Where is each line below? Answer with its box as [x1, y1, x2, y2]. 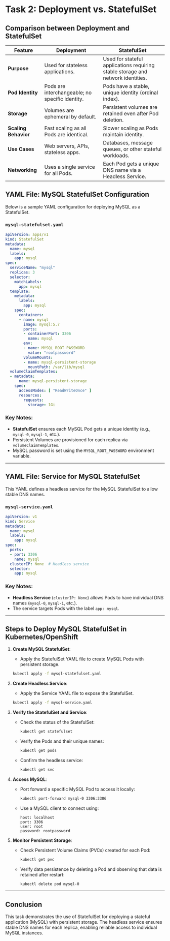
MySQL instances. [5, 930, 44, 936]
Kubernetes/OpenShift [5, 632, 78, 641]
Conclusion [5, 900, 42, 908]
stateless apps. [44, 149, 80, 156]
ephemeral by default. [44, 113, 97, 120]
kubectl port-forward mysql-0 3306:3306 [20, 796, 107, 801]
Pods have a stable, [103, 83, 150, 89]
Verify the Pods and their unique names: [20, 738, 104, 744]
